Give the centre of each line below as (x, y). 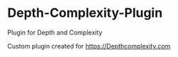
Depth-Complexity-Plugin (85, 13)
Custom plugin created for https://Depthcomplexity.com (89, 46)
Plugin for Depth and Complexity (55, 32)
